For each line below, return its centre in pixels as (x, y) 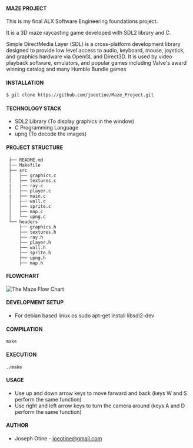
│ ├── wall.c (27, 201)
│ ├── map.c (26, 211)
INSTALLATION (25, 82)
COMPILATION (24, 329)
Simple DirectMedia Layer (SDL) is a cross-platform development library (93, 44)
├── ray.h (31, 237)
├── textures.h (38, 232)
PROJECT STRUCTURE (35, 148)
